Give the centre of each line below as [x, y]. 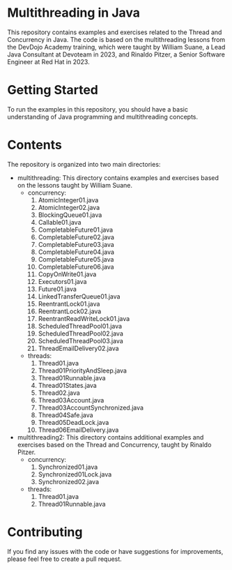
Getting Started [53, 90]
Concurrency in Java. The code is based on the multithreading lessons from [116, 39]
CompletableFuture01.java [76, 230]
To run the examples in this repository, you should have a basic [98, 109]
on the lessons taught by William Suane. [75, 185]
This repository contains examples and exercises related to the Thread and [115, 32]
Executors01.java [62, 281]
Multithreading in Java [74, 13]
